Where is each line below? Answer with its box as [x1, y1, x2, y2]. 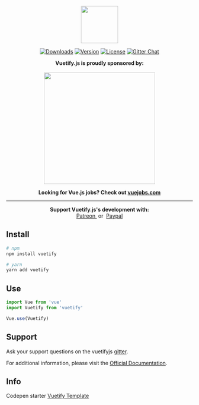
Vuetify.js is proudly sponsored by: [55, 59, 144, 67]
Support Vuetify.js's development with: [50, 206, 149, 213]
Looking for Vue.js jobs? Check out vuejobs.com [38, 189, 161, 196]
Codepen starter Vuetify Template [6, 393, 89, 400]
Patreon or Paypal [76, 212, 123, 219]
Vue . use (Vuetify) [6, 315, 49, 321]
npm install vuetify [6, 250, 57, 257]
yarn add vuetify [6, 267, 49, 273]
